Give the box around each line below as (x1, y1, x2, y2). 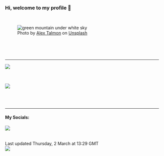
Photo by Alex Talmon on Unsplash (17, 30, 88, 36)
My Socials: (5, 114, 30, 120)
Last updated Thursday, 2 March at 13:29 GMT (5, 140, 99, 146)
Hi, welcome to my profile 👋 (5, 4, 72, 11)
